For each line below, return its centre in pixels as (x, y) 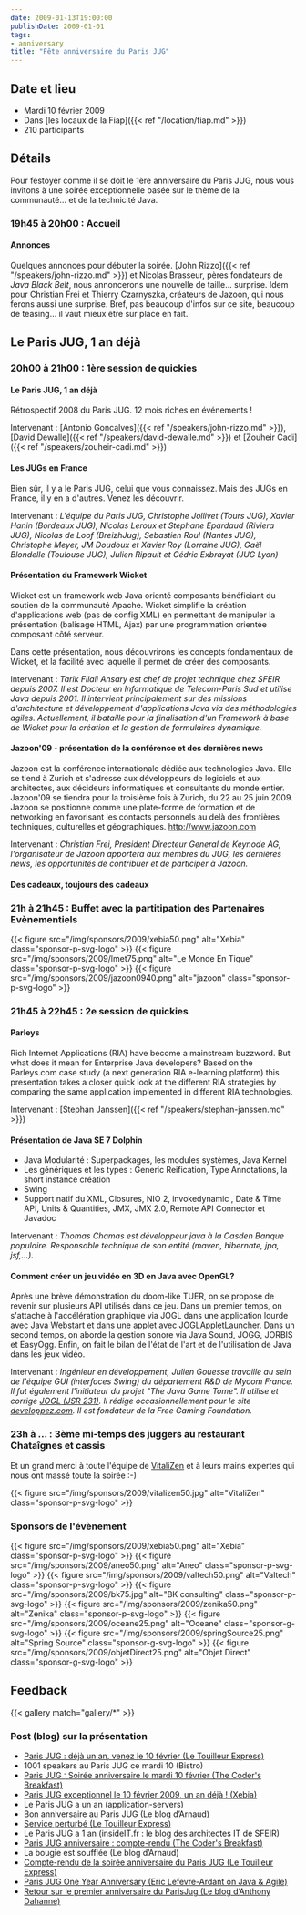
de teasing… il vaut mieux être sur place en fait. (99, 313)
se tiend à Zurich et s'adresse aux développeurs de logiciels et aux (136, 778)
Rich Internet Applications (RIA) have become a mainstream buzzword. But (150, 1054)
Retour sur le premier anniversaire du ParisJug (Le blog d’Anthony (147, 1891)
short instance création (67, 1179)
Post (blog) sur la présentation (79, 1736)
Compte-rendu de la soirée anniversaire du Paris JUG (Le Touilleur (148, 1862)
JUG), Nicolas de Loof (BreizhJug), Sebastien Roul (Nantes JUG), (133, 535)
